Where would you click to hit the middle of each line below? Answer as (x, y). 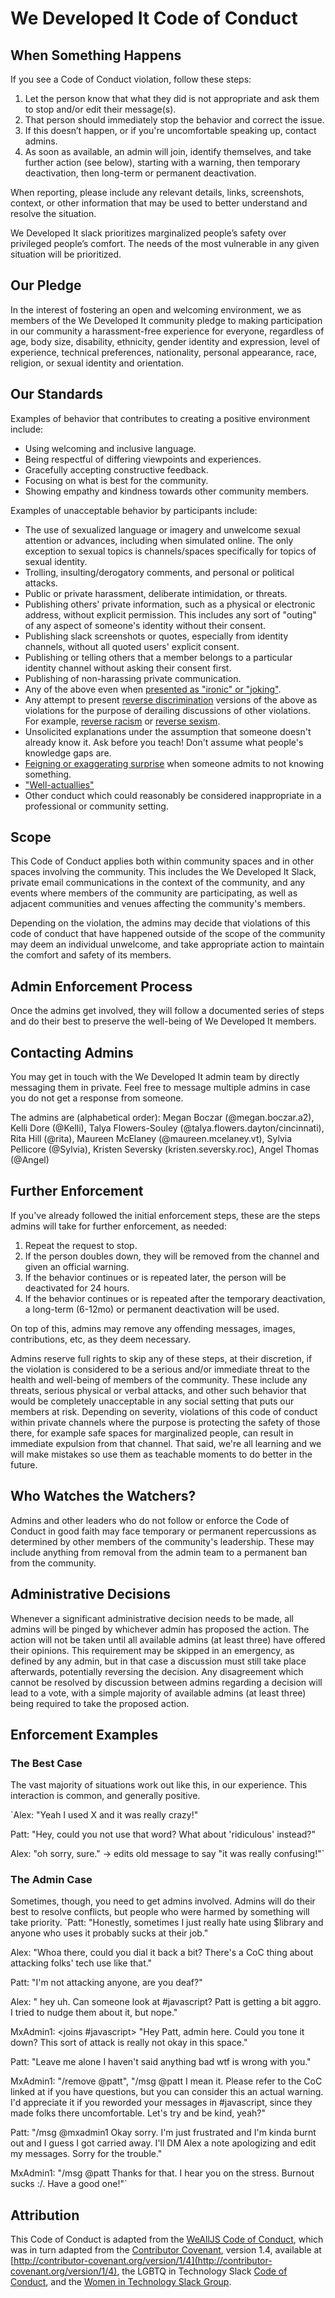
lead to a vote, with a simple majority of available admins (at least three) (158, 1693)
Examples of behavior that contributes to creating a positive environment (160, 418)
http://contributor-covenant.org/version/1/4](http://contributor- (143, 2261)
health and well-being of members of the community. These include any (159, 1379)
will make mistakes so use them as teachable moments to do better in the (161, 1454)
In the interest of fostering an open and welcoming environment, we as (156, 309)
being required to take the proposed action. (100, 1703)
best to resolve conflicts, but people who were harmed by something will (160, 1912)
